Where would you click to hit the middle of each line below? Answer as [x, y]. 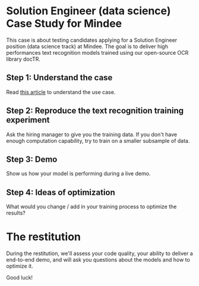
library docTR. [23, 59]
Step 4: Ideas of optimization [61, 192]
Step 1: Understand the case [59, 78]
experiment [28, 120]
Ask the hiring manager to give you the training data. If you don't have [91, 134]
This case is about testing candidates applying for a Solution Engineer [92, 40]
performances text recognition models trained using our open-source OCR [97, 52]
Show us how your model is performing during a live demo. [78, 174]
